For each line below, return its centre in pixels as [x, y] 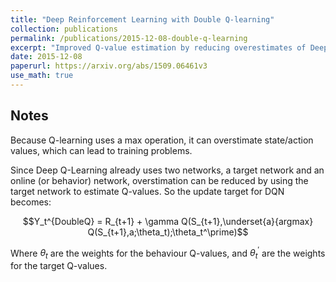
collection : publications [64, 29]
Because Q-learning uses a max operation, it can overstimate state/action [162, 140]
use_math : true [42, 76]
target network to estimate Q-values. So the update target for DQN [147, 191]
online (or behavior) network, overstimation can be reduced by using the [159, 180]
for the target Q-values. [59, 266]
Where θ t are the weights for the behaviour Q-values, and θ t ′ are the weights [168, 253]
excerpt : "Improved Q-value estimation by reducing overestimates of [158, 47]
